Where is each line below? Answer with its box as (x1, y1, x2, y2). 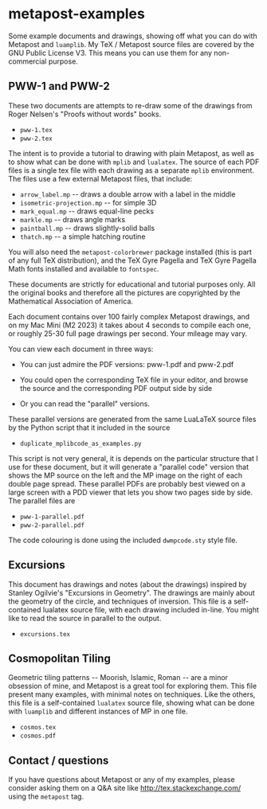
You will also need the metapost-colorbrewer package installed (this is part (8, 247, 253, 256)
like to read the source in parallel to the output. (8, 613, 162, 623)
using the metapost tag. (8, 791, 84, 801)
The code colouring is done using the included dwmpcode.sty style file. (8, 535, 238, 545)
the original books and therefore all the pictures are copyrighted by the (8, 287, 241, 297)
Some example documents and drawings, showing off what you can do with (8, 31, 257, 41)
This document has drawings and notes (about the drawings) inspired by (8, 579, 247, 589)
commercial (8, 57, 47, 66)
